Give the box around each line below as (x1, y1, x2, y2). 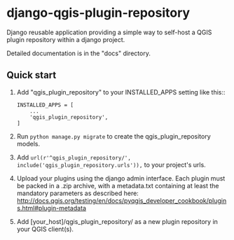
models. (16, 139, 41, 148)
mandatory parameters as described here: (16, 189, 139, 197)
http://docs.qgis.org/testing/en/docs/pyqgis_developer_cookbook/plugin (16, 196, 227, 204)
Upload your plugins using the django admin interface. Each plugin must (16, 174, 226, 183)
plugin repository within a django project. (6, 35, 125, 43)
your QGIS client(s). (16, 225, 74, 233)
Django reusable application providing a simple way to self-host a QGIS (6, 28, 212, 36)
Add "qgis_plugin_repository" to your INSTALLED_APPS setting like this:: (16, 87, 226, 96)
